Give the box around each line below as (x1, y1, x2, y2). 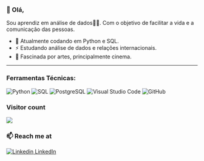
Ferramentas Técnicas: (6, 74, 76, 83)
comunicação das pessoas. (6, 26, 75, 33)
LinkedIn (35, 148, 56, 156)
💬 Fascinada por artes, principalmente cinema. (15, 53, 132, 60)
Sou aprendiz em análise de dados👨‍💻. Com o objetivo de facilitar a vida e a (6, 19, 194, 27)
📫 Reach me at (6, 132, 52, 140)
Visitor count (6, 103, 46, 111)
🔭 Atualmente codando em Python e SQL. (15, 38, 120, 45)
